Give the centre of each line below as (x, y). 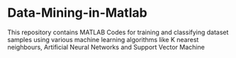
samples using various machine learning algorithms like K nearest (103, 39)
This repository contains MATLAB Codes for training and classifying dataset (118, 32)
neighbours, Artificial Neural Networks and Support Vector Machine (106, 47)
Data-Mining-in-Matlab (77, 13)
